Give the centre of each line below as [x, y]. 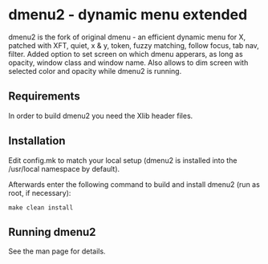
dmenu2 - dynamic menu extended [128, 15]
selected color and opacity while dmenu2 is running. [95, 71]
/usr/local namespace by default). [64, 169]
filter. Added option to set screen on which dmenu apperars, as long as [126, 54]
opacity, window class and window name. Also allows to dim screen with [128, 63]
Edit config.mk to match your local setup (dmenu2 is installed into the [123, 160]
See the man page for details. [57, 251]
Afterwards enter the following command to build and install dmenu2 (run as [134, 184]
